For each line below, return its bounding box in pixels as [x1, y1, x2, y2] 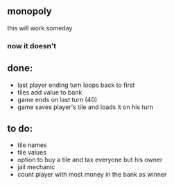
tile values [17, 148, 47, 157]
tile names [17, 141, 47, 149]
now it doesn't [7, 41, 57, 50]
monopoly [7, 6, 52, 17]
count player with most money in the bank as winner [17, 171, 167, 179]
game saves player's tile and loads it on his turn [17, 103, 154, 111]
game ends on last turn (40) [17, 95, 98, 104]
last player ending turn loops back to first [17, 81, 135, 89]
